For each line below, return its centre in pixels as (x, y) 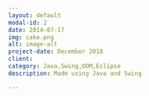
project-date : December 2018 (56, 52)
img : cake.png (31, 37)
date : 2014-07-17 (36, 30)
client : (21, 59)
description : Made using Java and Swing (75, 73)
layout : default (35, 15)
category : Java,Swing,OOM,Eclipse (65, 66)
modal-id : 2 (27, 23)
